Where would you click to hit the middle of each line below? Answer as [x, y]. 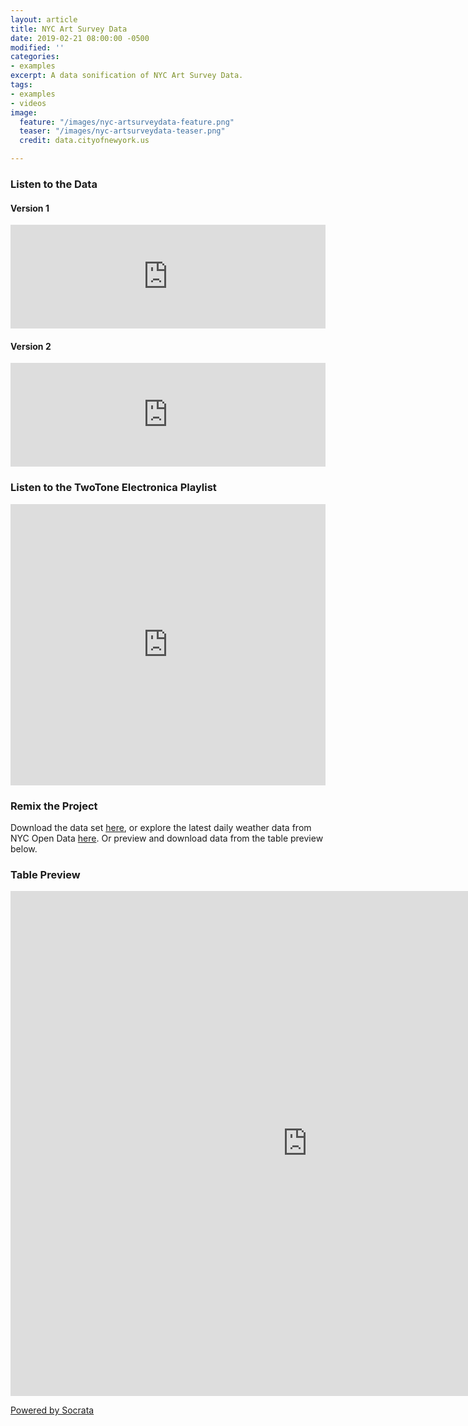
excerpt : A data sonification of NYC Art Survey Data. [127, 76]
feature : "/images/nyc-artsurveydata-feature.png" [127, 122]
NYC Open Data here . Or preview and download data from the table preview [167, 838]
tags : [21, 85]
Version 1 [30, 208]
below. [24, 848]
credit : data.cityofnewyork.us [84, 141]
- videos [28, 103]
